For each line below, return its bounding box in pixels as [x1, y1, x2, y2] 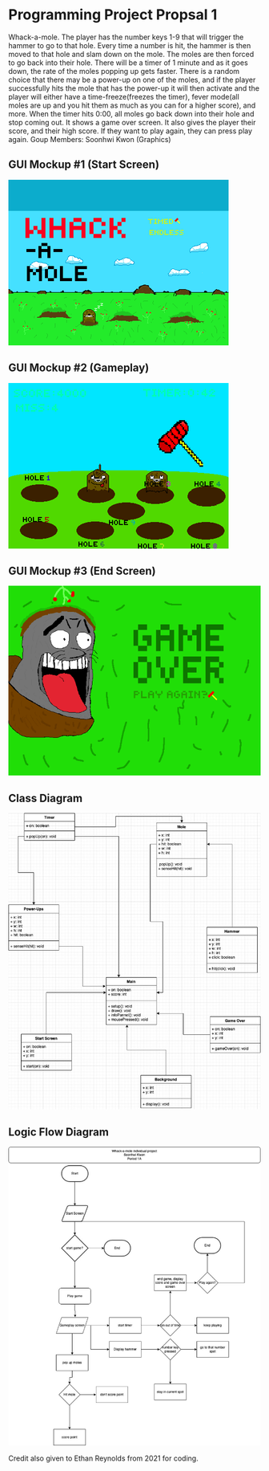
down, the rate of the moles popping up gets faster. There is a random [8, 66, 240, 75]
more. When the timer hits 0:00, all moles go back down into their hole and [8, 108, 255, 118]
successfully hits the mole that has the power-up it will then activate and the [8, 83, 260, 93]
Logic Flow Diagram [8, 1125, 110, 1139]
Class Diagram [8, 791, 82, 805]
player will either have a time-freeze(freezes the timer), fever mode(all [8, 92, 240, 101]
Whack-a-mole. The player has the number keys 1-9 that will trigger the [8, 32, 244, 42]
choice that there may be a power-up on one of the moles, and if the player [8, 75, 256, 84]
